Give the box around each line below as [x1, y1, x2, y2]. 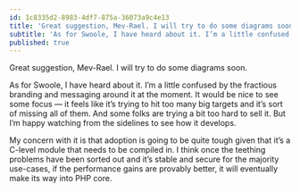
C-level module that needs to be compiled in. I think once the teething [9, 145, 266, 155]
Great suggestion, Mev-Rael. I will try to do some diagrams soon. [9, 63, 248, 73]
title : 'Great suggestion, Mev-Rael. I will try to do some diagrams [9, 21, 274, 30]
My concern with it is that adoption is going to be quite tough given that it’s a [9, 135, 291, 146]
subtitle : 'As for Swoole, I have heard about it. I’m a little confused [9, 29, 290, 38]
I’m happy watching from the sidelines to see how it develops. [9, 118, 237, 129]
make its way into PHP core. [9, 173, 112, 184]
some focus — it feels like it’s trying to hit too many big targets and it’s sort [9, 99, 283, 110]
